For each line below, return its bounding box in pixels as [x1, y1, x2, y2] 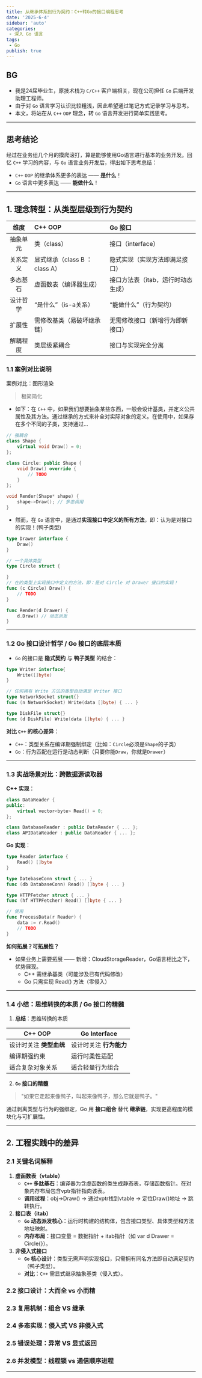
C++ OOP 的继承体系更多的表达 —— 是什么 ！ [14, 172, 122, 179]
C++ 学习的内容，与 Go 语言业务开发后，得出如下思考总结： [13, 159, 158, 166]
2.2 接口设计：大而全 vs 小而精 [6, 1286, 96, 1294]
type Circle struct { [6, 563, 61, 569]
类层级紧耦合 [34, 341, 71, 349]
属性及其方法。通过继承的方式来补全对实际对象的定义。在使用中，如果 [14, 413, 189, 420]
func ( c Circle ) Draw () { [6, 586, 71, 592]
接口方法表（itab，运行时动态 [109, 276, 193, 284]
